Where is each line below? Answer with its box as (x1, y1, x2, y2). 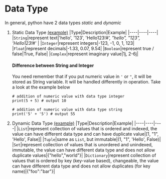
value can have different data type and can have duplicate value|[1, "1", (12, 131, 159, 137)
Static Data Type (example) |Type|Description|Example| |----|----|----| (12, 29, 158, 35)
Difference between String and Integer (12, 62, 94, 68)
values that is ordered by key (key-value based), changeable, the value (12, 158, 159, 164)
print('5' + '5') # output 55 (12, 112, 76, 117)
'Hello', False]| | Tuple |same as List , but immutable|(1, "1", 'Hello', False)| (12, 136, 161, 142)
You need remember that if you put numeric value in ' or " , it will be (12, 73, 151, 79)
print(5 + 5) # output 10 (12, 99, 66, 104)
